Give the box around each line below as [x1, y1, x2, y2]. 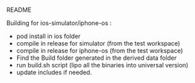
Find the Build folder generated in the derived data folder [16, 54, 177, 62]
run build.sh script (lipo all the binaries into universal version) [16, 61, 189, 69]
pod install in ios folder [16, 32, 81, 40]
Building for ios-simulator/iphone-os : [6, 19, 112, 27]
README [6, 6, 32, 14]
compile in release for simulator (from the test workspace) [16, 39, 181, 47]
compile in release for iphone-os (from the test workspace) [16, 47, 183, 54]
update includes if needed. [16, 68, 92, 76]
